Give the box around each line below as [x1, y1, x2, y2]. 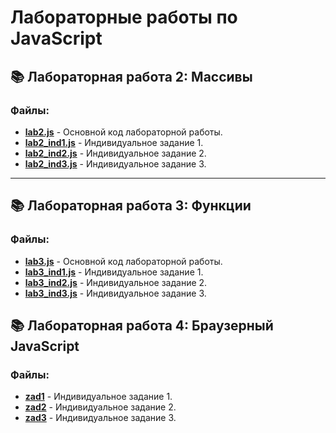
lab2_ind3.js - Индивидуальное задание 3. [24, 157, 207, 170]
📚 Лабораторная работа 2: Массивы [10, 68, 253, 85]
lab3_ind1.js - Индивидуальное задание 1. [24, 266, 204, 278]
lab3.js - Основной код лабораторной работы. [24, 255, 223, 267]
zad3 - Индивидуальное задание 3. [24, 412, 177, 424]
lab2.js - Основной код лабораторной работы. [24, 126, 223, 138]
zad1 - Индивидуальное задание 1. [24, 391, 173, 403]
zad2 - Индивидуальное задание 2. [24, 401, 177, 413]
